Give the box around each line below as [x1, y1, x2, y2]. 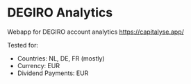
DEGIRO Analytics [7, 5, 113, 21]
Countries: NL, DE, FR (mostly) [17, 54, 106, 63]
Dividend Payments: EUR [17, 69, 89, 77]
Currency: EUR [17, 61, 60, 70]
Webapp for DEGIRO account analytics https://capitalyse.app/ [7, 28, 184, 36]
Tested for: [7, 41, 39, 49]
